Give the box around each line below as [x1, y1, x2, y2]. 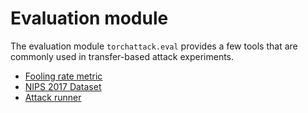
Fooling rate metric [24, 70, 103, 82]
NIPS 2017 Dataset [24, 80, 102, 92]
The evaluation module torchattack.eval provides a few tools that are [10, 40, 298, 52]
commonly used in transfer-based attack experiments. [10, 50, 235, 62]
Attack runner [24, 91, 82, 103]
